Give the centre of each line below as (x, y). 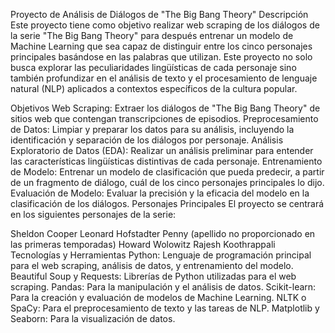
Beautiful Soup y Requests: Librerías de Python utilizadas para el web (153, 276)
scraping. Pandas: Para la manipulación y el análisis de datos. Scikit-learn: (163, 287)
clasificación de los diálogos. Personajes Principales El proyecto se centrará (167, 203)
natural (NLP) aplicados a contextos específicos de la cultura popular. (154, 88)
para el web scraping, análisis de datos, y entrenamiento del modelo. (152, 265)
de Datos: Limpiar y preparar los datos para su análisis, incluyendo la (152, 129)
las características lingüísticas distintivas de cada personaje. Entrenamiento (166, 161)
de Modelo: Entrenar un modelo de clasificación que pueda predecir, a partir (167, 172)
